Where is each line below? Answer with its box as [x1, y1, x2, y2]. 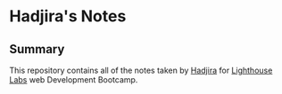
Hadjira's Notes [9, 6, 127, 27]
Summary [9, 42, 65, 57]
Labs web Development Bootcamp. [9, 74, 138, 85]
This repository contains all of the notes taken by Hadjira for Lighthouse [9, 65, 273, 75]
